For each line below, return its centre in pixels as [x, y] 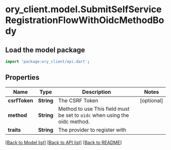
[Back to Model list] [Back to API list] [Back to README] [64, 142]
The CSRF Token [78, 101]
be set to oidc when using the [94, 115]
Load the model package [45, 50]
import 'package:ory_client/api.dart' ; [48, 62]
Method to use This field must [94, 109]
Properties [22, 78]
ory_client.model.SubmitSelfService [83, 9]
